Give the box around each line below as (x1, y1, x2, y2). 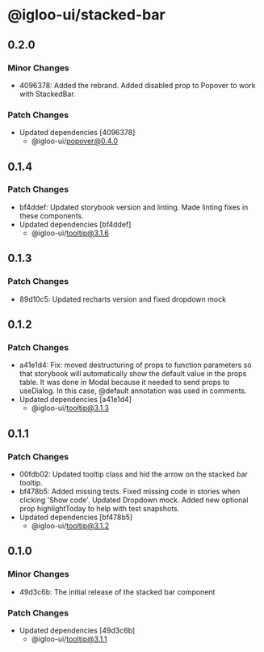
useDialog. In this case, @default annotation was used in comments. (19, 386, 247, 396)
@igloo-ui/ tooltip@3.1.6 (31, 228, 110, 238)
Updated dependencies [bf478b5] (19, 512, 133, 522)
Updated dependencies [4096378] (19, 128, 136, 138)
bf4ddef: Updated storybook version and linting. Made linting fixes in (19, 202, 249, 212)
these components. (19, 210, 84, 220)
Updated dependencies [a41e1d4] (19, 395, 132, 404)
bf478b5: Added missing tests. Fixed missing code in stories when (19, 486, 241, 496)
